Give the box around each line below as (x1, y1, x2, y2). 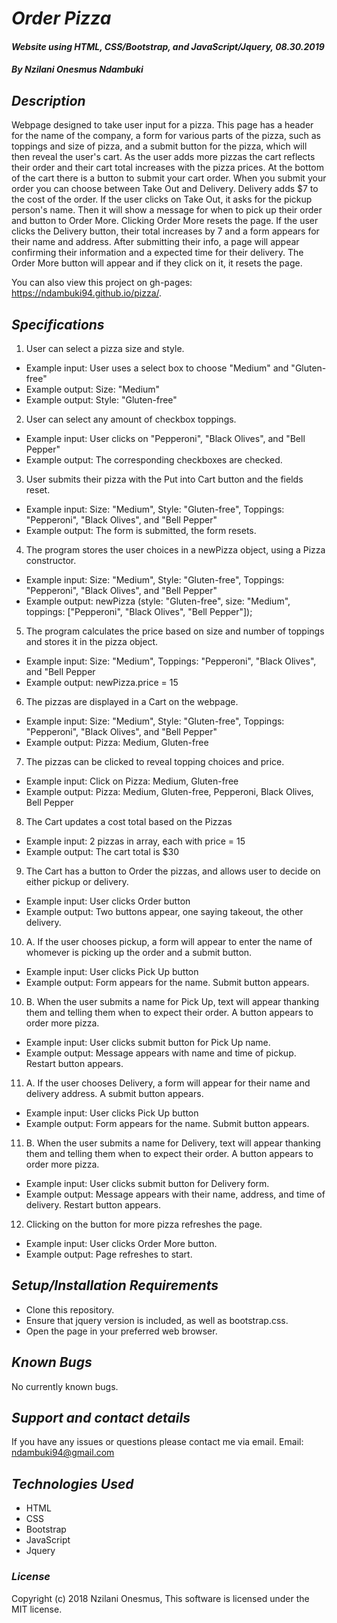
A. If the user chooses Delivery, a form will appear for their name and (25, 1077, 311, 1089)
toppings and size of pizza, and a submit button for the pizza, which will (11, 140, 308, 152)
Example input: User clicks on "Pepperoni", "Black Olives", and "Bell (25, 433, 306, 444)
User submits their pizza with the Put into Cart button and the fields (25, 473, 304, 485)
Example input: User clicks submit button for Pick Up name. (25, 1037, 271, 1048)
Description (11, 92, 86, 109)
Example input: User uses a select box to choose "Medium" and (25, 362, 289, 374)
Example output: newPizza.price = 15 (25, 677, 179, 688)
